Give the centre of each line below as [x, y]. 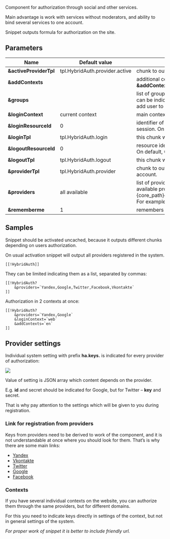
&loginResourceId [30, 126]
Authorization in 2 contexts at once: [42, 301]
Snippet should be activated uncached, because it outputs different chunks [84, 240]
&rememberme [26, 210]
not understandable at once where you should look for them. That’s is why [83, 440]
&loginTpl [19, 137]
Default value [96, 62]
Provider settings [33, 344]
